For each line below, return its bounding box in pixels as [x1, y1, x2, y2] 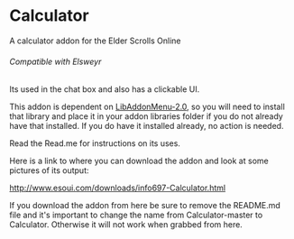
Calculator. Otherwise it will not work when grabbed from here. [9, 219, 243, 230]
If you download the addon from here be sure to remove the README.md [9, 200, 281, 211]
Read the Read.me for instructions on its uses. [9, 138, 180, 149]
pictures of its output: [9, 165, 89, 176]
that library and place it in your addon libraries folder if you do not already [9, 111, 284, 122]
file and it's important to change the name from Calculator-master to [9, 209, 263, 221]
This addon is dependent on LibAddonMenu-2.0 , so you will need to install [9, 101, 286, 113]
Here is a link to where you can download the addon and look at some [9, 155, 269, 167]
